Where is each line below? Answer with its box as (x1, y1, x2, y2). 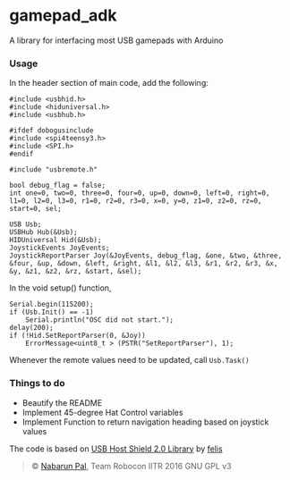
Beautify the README (21, 397, 103, 408)
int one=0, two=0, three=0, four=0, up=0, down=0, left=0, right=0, (9, 189, 270, 198)
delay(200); (9, 324, 54, 333)
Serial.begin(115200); (9, 300, 94, 309)
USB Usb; (9, 220, 42, 229)
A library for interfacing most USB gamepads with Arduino (9, 35, 224, 46)
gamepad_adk (9, 5, 117, 26)
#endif (9, 149, 34, 159)
